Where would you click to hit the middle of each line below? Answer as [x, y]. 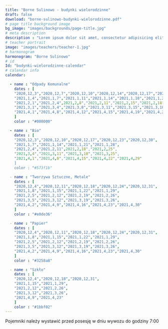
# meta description [25, 33]
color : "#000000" [33, 121]
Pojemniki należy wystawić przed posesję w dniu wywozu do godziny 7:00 [82, 321]
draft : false [19, 15]
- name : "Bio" [25, 130]
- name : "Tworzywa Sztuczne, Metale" [50, 177]
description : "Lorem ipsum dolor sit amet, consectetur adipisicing [79, 38]
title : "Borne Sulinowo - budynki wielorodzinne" [58, 10]
